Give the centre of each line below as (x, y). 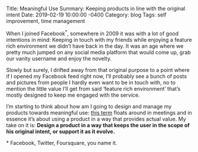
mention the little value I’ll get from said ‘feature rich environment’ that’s (93, 88)
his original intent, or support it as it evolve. (61, 131)
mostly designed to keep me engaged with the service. (73, 95)
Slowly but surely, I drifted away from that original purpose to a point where (98, 70)
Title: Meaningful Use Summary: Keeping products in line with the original (96, 9)
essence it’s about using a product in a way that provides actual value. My (96, 119)
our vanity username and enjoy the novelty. (59, 58)
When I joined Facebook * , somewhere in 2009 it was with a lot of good (92, 33)
